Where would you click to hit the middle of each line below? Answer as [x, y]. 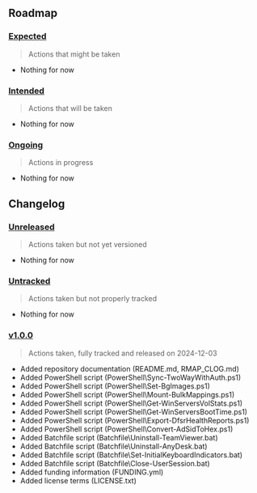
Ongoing [26, 145]
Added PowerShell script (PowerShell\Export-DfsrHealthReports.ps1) [135, 420]
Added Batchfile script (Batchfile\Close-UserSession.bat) [115, 463]
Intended [26, 91]
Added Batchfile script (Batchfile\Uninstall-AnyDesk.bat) [114, 446]
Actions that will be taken [70, 108]
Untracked [29, 281]
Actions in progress [61, 163]
